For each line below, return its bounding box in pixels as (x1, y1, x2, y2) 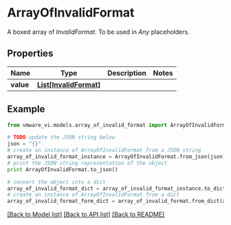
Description (107, 68, 146, 77)
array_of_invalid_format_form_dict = (7, 198, 115, 205)
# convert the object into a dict (7, 178, 107, 186)
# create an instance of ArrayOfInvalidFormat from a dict (7, 191, 180, 198)
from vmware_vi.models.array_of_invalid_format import (7, 121, 168, 128)
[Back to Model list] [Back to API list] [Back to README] (7, 211, 165, 219)
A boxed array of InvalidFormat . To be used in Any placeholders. (7, 28, 190, 36)
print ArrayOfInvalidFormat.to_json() (7, 166, 118, 173)
